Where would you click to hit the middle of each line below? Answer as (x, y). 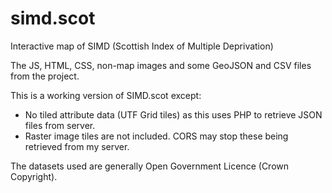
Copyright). (34, 176)
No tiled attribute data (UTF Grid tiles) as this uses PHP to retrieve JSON (173, 114)
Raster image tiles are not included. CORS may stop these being (156, 136)
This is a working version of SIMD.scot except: (106, 95)
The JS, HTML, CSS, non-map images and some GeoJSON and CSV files (161, 65)
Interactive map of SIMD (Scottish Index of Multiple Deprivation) (142, 46)
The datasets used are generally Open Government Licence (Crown (150, 166)
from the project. (45, 76)
